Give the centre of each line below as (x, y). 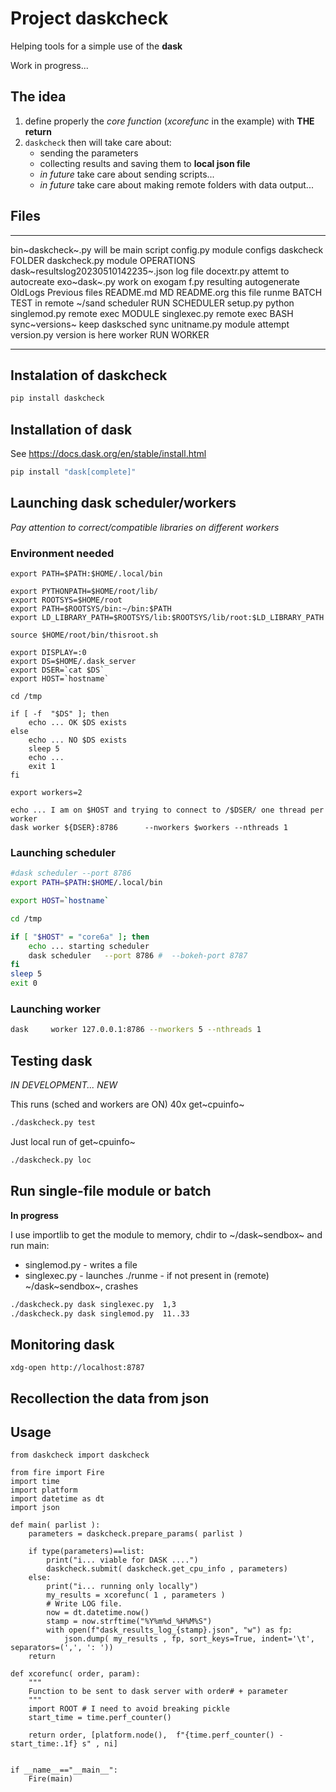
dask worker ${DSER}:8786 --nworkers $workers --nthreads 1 (149, 828)
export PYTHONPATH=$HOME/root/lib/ (84, 592)
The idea (38, 97)
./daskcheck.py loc (51, 1160)
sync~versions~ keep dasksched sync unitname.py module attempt (150, 324)
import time (35, 1482)
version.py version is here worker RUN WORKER (110, 334)
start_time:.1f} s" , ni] (64, 1744)
